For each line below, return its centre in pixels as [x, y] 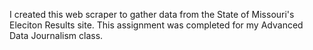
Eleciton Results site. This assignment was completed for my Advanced [156, 25]
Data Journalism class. [56, 35]
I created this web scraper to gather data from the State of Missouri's [152, 14]
